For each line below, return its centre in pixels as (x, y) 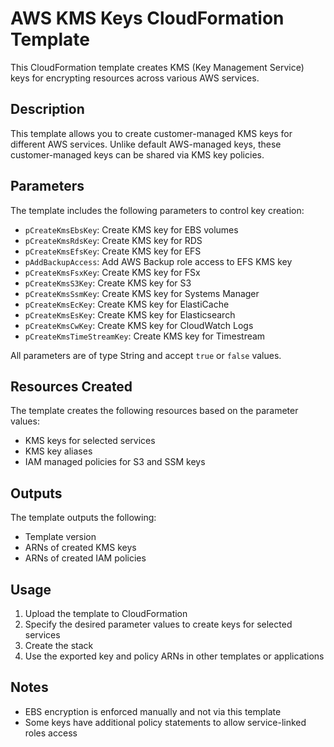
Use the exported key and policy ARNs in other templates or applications (174, 656)
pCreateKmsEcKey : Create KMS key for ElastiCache (127, 304)
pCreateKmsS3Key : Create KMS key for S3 (108, 283)
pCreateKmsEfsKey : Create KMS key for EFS (113, 251)
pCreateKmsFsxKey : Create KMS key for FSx (112, 272)
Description (47, 109)
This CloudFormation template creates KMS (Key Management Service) (157, 67)
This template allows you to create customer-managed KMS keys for (151, 133)
